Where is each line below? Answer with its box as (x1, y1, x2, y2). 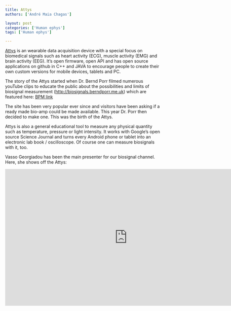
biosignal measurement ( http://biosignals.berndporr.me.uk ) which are (5, 89, 147, 95)
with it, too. (5, 144, 28, 150)
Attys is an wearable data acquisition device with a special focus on (5, 48, 143, 54)
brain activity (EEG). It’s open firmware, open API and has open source (5, 58, 149, 64)
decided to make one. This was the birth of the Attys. (5, 114, 114, 120)
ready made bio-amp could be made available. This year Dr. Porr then (5, 109, 147, 115)
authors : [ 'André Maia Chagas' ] (5, 12, 72, 17)
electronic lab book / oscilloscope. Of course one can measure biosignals (5, 139, 154, 145)
